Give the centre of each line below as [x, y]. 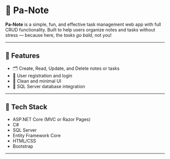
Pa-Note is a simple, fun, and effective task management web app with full [83, 24]
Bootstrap [23, 146]
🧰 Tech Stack [26, 107]
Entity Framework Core [36, 135]
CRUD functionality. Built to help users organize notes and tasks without [80, 29]
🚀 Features [23, 56]
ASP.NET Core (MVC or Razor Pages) [52, 119]
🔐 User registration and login [42, 75]
